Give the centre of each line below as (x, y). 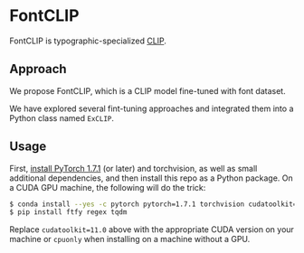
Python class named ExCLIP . (62, 117)
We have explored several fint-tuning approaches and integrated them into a (152, 108)
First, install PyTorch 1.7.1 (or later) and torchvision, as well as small (133, 168)
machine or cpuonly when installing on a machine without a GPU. (130, 239)
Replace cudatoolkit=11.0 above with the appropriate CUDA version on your (152, 230)
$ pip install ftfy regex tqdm (68, 212)
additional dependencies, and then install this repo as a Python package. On (151, 178)
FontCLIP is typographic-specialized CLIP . (88, 41)
